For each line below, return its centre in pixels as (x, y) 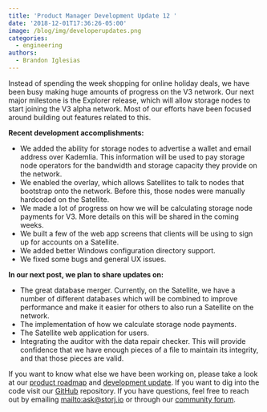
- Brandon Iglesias (48, 61)
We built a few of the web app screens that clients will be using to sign (136, 233)
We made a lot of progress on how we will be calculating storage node (136, 208)
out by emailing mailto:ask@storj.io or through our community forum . (122, 399)
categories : (28, 38)
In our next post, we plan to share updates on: (86, 274)
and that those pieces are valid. (72, 358)
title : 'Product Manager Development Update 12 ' (93, 16)
